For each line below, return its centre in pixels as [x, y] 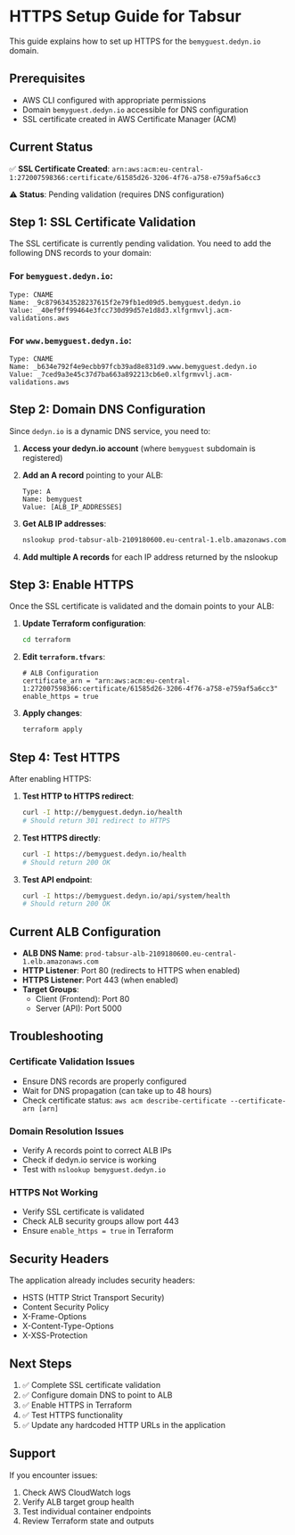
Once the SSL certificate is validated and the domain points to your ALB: [142, 606]
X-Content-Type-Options [68, 1326]
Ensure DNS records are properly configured [104, 1081]
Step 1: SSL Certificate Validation [102, 222]
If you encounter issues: [53, 1475]
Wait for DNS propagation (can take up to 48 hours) [117, 1090]
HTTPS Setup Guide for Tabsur [126, 16]
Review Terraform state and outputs [88, 1521]
